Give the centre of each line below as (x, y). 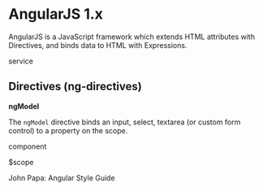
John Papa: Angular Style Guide (62, 178)
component (28, 146)
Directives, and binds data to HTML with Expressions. (98, 45)
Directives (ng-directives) (75, 87)
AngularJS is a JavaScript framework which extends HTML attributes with (132, 37)
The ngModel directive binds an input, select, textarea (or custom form (125, 122)
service (21, 61)
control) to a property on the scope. (68, 130)
